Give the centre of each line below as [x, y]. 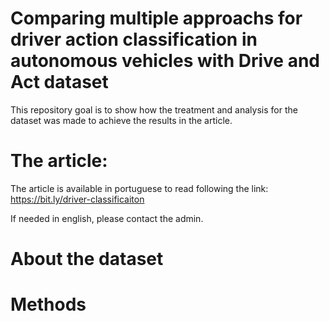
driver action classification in [134, 39]
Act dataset [59, 82]
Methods [48, 304]
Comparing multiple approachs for [156, 18]
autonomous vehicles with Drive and [165, 61]
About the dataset [87, 259]
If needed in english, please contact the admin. [107, 218]
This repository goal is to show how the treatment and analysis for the [154, 109]
